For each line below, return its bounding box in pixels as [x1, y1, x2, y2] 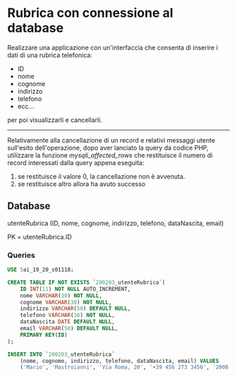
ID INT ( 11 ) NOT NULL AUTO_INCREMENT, [20, 285, 131, 292]
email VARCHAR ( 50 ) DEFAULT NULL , [20, 325, 119, 333]
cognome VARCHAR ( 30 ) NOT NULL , [20, 299, 112, 306]
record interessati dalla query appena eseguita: [7, 158, 145, 167]
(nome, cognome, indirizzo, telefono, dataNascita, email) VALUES [20, 357, 219, 364]
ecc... [17, 102, 35, 110]
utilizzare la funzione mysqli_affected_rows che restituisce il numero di [7, 150, 213, 160]
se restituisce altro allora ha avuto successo [17, 179, 146, 188]
